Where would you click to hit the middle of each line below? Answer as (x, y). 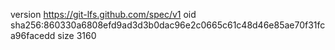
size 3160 (77, 35)
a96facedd (33, 35)
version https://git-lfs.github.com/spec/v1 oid (103, 14)
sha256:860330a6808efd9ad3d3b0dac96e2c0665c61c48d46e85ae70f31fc (168, 25)
